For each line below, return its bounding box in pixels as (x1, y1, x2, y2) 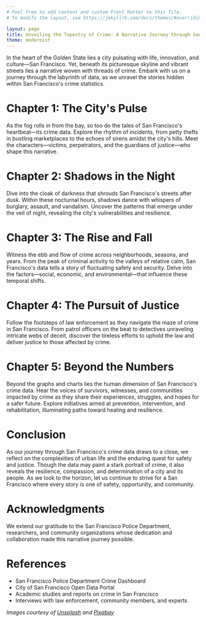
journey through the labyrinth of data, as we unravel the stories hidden (6, 74, 185, 81)
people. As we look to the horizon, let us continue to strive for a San (6, 474, 178, 482)
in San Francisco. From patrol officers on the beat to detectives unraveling (6, 325, 194, 332)
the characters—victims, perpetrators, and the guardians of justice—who (6, 142, 191, 149)
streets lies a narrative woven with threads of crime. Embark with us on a (6, 67, 191, 74)
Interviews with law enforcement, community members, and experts (15, 596, 188, 604)
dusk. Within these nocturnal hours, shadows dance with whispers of (6, 196, 181, 203)
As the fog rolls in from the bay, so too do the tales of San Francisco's (6, 122, 183, 129)
